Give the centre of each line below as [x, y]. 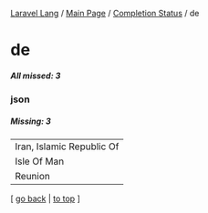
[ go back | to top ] [45, 198]
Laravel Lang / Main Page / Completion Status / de [105, 13]
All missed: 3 [36, 76]
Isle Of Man [40, 161]
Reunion [33, 177]
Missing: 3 [31, 121]
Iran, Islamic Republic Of [67, 147]
